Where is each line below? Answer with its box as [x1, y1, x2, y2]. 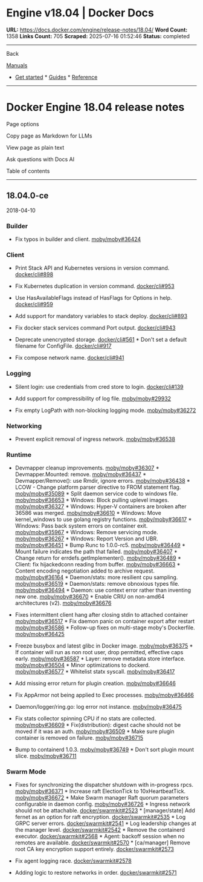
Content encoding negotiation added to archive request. [14, 567, 155, 575]
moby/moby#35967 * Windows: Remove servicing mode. [14, 529, 158, 536]
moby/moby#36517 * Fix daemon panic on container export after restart [14, 618, 195, 625]
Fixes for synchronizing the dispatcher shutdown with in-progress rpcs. [14, 781, 193, 789]
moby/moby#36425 [14, 631, 65, 638]
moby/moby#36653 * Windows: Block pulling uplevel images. [14, 497, 169, 504]
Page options [6, 120, 39, 127]
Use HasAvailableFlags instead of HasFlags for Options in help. [14, 294, 172, 302]
